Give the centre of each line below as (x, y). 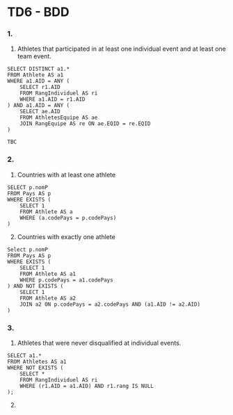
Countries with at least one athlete (66, 174)
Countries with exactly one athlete (66, 236)
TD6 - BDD (38, 12)
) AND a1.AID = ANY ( (39, 106)
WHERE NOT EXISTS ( (35, 368)
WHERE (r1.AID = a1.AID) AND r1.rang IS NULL (87, 386)
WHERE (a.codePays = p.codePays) (68, 218)
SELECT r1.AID (40, 88)
